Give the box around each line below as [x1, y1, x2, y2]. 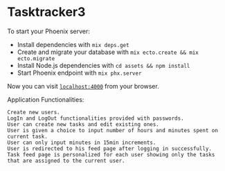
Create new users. [7, 109, 60, 116]
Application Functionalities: [7, 95, 84, 104]
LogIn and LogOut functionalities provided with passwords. [7, 115, 185, 122]
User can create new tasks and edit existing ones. [7, 120, 159, 128]
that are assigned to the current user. [7, 157, 126, 164]
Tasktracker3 [7, 4, 86, 20]
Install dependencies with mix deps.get [17, 40, 129, 48]
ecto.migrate [17, 55, 55, 62]
